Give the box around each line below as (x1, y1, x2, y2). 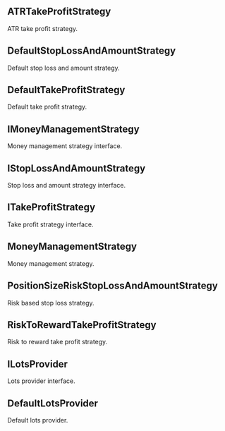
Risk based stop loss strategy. (7, 298, 95, 307)
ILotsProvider (7, 358, 68, 370)
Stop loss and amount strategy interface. (7, 181, 126, 190)
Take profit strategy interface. (7, 220, 94, 229)
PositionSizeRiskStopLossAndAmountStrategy (7, 280, 219, 292)
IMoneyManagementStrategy (7, 123, 140, 135)
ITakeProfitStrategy (7, 201, 96, 214)
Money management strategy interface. (7, 142, 123, 150)
